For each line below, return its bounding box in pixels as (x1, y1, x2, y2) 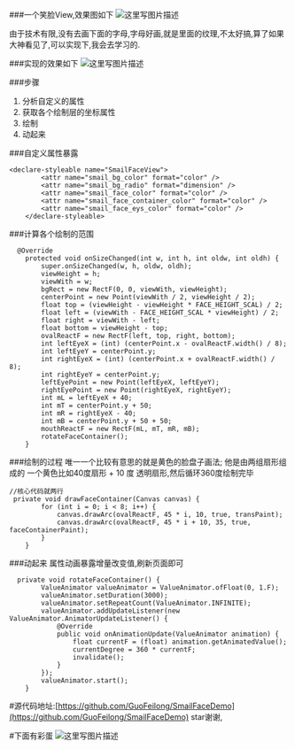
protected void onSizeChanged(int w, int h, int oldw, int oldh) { (25, 254, 279, 263)
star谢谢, (190, 712, 223, 722)
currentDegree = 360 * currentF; (72, 645, 197, 654)
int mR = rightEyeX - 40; (41, 409, 137, 418)
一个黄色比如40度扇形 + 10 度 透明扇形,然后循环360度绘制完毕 (26, 467, 254, 478)
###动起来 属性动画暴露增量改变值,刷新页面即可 (9, 558, 184, 568)
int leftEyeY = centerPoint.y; (41, 347, 157, 356)
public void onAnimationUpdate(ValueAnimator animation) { (56, 629, 279, 638)
